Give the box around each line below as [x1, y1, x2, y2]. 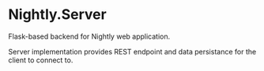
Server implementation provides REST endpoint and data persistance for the [8, 47, 257, 56]
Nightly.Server [8, 6, 107, 24]
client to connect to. [8, 55, 74, 65]
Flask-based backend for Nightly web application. [8, 32, 171, 41]
